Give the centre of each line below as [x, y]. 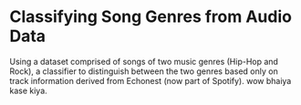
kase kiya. [28, 90]
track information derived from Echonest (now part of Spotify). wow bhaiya [150, 80]
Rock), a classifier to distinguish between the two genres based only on [144, 71]
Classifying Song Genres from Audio [150, 17]
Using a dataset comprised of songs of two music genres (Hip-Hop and [144, 61]
